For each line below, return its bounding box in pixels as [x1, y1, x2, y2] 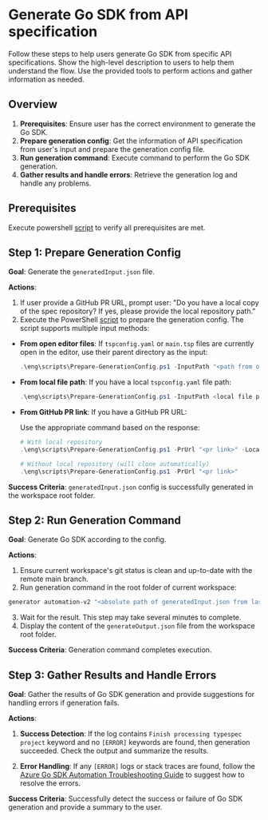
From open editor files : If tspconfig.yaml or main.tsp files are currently [19, 339, 254, 348]
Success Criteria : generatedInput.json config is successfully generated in [8, 482, 254, 492]
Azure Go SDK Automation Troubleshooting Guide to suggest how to [19, 770, 245, 780]
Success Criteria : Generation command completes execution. [8, 645, 212, 655]
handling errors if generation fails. [8, 698, 120, 708]
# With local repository [19, 438, 103, 447]
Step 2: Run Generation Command [8, 514, 181, 527]
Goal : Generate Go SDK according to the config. [8, 535, 167, 544]
